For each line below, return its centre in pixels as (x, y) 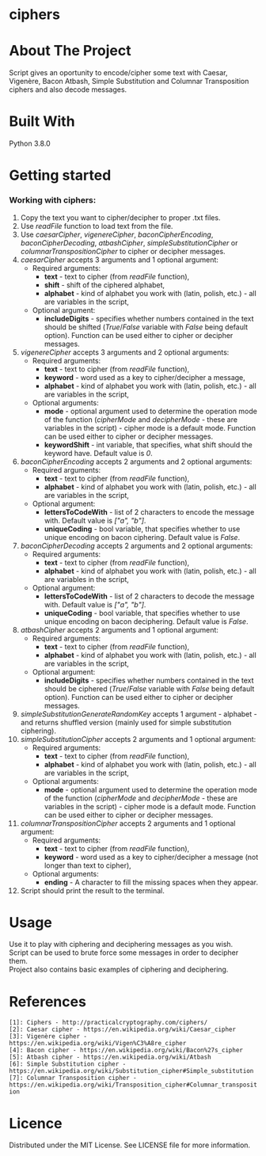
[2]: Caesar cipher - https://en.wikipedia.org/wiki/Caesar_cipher (123, 1030)
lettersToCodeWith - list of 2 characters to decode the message (149, 596)
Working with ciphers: (53, 200)
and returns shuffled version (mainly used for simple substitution (126, 722)
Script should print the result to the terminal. (93, 890)
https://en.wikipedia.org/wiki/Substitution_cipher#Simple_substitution (131, 1071)
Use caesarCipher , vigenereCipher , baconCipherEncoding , (117, 234)
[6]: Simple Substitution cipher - (68, 1064)
